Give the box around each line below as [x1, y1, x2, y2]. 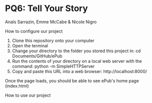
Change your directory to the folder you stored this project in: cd [12, 48, 141, 54]
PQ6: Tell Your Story [5, 3, 88, 14]
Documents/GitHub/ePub [12, 53, 62, 59]
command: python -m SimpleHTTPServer [12, 63, 95, 69]
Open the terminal [12, 43, 48, 48]
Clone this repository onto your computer [12, 37, 95, 44]
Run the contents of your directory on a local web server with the [12, 58, 142, 64]
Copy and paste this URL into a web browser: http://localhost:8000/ [12, 68, 147, 74]
